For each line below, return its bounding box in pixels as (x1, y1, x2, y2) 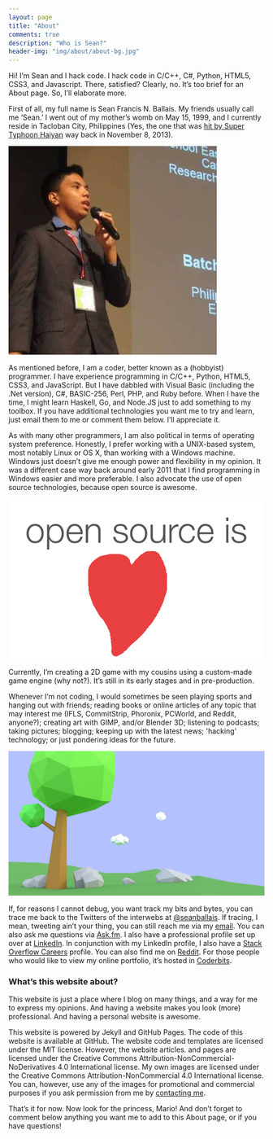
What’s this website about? (8, 975, 119, 987)
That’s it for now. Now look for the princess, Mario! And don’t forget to (8, 1103, 243, 1113)
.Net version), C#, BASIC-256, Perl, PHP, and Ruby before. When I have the (8, 389, 260, 399)
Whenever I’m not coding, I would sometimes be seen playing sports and (8, 692, 253, 702)
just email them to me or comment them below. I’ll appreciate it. (8, 415, 221, 425)
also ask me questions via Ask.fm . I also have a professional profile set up (8, 929, 256, 940)
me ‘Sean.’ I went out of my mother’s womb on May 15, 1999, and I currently (8, 112, 262, 122)
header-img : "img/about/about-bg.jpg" (8, 47, 140, 56)
